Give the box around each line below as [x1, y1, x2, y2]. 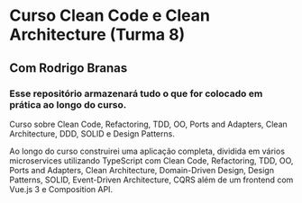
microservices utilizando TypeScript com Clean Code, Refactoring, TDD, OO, [9, 154, 294, 166]
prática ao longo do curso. [9, 98, 127, 110]
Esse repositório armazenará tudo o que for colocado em [9, 87, 263, 100]
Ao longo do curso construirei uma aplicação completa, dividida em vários [9, 146, 286, 156]
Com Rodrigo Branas [9, 60, 128, 75]
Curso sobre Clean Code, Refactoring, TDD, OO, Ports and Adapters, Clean [9, 119, 288, 129]
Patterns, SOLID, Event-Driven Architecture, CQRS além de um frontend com [9, 174, 294, 185]
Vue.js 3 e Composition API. [9, 183, 114, 194]
